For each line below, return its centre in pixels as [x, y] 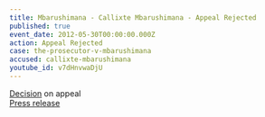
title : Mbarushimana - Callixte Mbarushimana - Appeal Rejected [133, 18]
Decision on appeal [45, 93]
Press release [35, 103]
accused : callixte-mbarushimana [70, 59]
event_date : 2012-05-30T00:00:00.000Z [82, 34]
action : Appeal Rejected [56, 43]
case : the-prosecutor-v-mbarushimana [80, 51]
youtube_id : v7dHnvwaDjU [56, 68]
